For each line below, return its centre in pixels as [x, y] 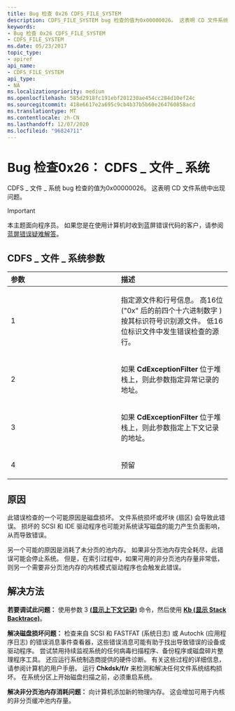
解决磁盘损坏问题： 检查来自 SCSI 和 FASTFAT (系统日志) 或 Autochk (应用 [114, 633]
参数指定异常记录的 [188, 380]
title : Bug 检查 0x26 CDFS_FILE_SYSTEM [64, 14]
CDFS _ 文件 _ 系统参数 [56, 258]
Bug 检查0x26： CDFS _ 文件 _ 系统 [108, 167]
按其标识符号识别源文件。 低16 [172, 321]
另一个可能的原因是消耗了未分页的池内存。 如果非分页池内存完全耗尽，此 [112, 550]
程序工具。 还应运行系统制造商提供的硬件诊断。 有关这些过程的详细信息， [119, 659]
